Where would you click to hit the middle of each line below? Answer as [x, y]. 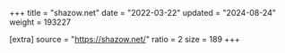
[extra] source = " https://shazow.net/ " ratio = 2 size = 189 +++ [125, 39]
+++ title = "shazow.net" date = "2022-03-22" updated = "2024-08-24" [142, 13]
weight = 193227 [40, 22]
